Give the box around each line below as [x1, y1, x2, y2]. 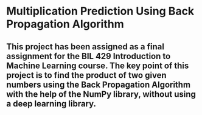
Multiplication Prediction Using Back [6, 4, 195, 18]
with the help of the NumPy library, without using [6, 89, 197, 99]
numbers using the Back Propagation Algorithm [6, 79, 190, 89]
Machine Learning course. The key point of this [6, 60, 189, 71]
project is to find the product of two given [6, 70, 167, 80]
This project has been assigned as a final [6, 41, 164, 52]
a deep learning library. [6, 99, 96, 109]
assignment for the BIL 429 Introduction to [6, 51, 171, 61]
